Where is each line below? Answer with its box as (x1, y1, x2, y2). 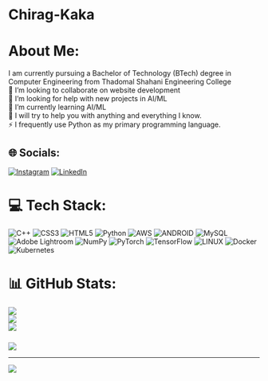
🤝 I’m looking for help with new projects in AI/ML (8, 94, 167, 104)
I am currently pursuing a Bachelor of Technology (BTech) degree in (8, 69, 231, 78)
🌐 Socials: (8, 146, 61, 159)
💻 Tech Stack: (8, 197, 107, 214)
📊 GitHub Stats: (8, 275, 117, 293)
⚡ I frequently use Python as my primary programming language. (8, 120, 221, 129)
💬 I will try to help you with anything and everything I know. (8, 111, 202, 120)
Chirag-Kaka (8, 6, 95, 24)
